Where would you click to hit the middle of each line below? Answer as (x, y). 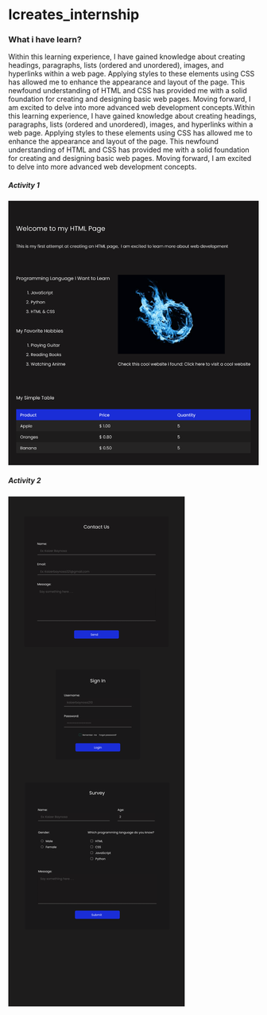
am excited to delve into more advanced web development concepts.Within (132, 108)
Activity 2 (25, 480)
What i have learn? (45, 40)
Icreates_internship (74, 15)
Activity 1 (24, 186)
